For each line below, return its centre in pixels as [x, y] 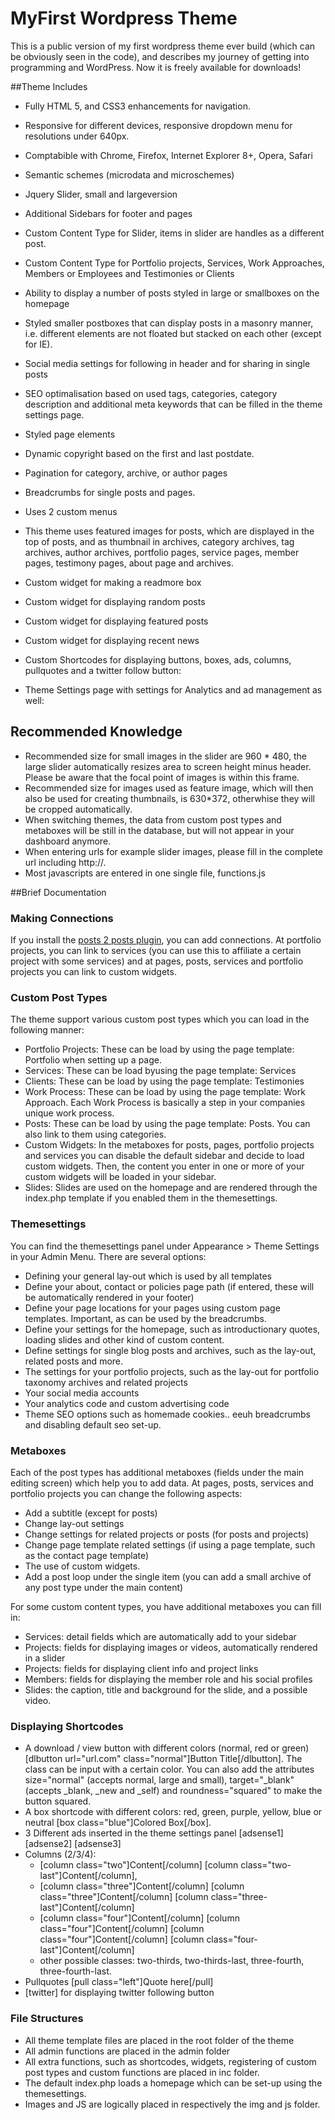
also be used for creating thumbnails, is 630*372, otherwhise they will [169, 798]
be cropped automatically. [78, 809]
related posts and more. [74, 1361]
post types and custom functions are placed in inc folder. [142, 2072]
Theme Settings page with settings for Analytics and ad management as [173, 689]
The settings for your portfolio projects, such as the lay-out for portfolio [172, 1371]
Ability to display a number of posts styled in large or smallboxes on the [172, 293]
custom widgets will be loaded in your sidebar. [120, 1177]
